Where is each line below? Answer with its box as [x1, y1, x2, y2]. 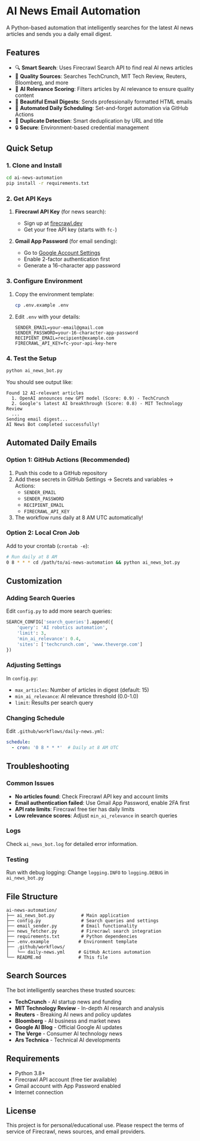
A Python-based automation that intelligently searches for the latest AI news [6, 24, 194, 31]
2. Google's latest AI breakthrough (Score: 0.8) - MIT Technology [11, 400, 183, 406]
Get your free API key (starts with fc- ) [23, 226, 118, 233]
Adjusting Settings [6, 661, 61, 670]
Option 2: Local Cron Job [6, 528, 80, 537]
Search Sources [6, 970, 67, 981]
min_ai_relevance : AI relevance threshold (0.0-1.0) [14, 692, 139, 699]
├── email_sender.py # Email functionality [6, 923, 137, 929]
